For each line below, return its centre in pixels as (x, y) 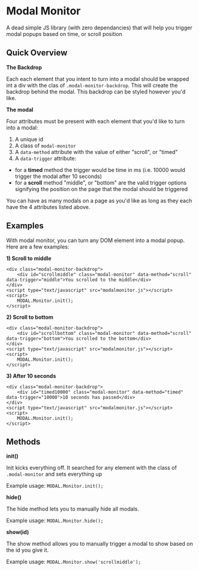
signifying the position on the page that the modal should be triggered (101, 189)
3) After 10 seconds (31, 376)
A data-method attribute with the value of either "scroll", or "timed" (96, 152)
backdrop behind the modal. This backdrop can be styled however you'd (96, 92)
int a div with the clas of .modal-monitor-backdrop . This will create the (92, 85)
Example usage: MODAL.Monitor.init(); (55, 486)
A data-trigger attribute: (46, 158)
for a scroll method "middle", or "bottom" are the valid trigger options (101, 182)
